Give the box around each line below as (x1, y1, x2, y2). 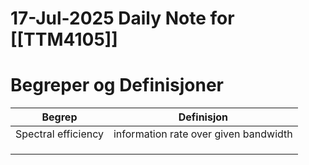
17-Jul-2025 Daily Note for (10, 7, 235, 30)
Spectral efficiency (15, 127, 104, 141)
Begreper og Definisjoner (10, 74, 224, 97)
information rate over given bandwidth (113, 127, 293, 141)
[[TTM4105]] (10, 28, 118, 51)
